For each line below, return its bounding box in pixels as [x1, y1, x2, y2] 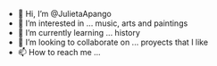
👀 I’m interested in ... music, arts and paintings [17, 18, 188, 29]
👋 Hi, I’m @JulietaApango [17, 9, 112, 19]
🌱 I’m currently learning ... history [17, 28, 141, 37]
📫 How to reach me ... [17, 47, 101, 57]
